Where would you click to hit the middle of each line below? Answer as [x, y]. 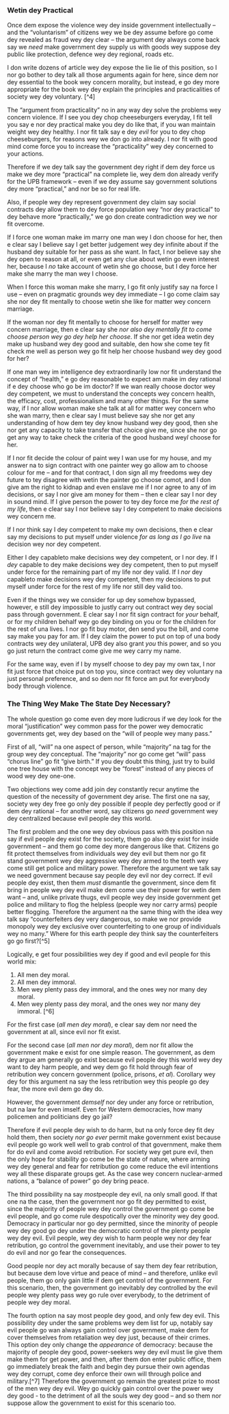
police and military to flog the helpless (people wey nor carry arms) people [112, 904]
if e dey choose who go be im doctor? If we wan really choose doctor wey [111, 387]
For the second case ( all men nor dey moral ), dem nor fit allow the [100, 1045]
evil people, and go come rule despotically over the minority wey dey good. [113, 1216]
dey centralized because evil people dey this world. [80, 818]
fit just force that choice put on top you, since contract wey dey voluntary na [114, 671]
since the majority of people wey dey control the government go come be [111, 1208]
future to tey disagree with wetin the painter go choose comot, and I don [109, 480]
